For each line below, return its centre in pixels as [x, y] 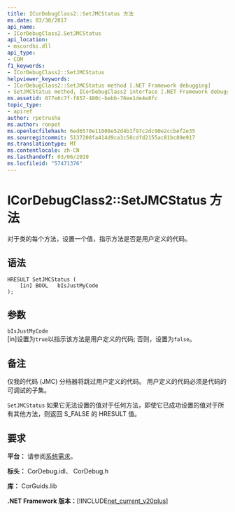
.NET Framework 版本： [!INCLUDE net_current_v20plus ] [88, 501]
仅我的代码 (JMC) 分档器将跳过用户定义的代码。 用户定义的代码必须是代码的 [117, 382]
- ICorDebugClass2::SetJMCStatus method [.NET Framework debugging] [109, 85]
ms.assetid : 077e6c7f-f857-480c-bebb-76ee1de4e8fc [83, 99]
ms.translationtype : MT [42, 144]
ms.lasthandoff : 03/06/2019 [48, 157]
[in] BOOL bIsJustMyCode [59, 285]
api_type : [22, 53]
